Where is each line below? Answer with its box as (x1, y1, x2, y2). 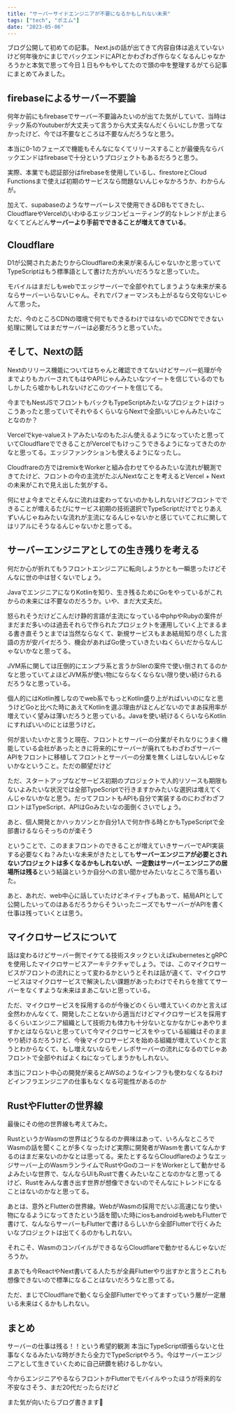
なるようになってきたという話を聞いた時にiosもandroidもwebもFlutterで (19, 1211, 227, 1219)
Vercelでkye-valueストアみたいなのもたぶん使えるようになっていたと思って (7, 431, 225, 439)
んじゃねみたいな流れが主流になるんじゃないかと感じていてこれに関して (19, 513, 228, 521)
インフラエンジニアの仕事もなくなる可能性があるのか (13, 1077, 166, 1086)
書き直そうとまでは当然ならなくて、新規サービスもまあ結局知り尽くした (13, 629, 222, 637)
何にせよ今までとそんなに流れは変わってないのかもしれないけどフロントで (7, 495, 222, 503)
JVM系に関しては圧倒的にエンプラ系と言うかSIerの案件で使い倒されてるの (7, 661, 222, 670)
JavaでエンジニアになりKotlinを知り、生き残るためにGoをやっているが (7, 588, 211, 596)
